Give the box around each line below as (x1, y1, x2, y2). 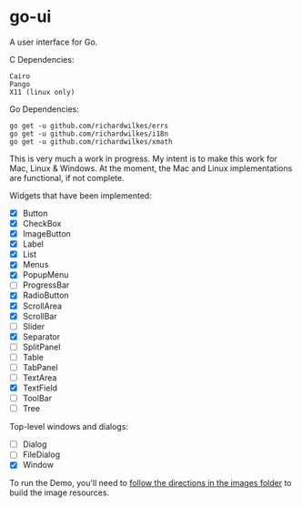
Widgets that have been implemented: (9, 189, 152, 201)
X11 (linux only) (9, 87, 75, 96)
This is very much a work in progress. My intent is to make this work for (9, 153, 277, 164)
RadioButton (22, 289, 70, 301)
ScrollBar (22, 310, 57, 321)
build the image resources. (9, 487, 110, 498)
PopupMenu (22, 269, 69, 280)
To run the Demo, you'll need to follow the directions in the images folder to (9, 478, 293, 489)
